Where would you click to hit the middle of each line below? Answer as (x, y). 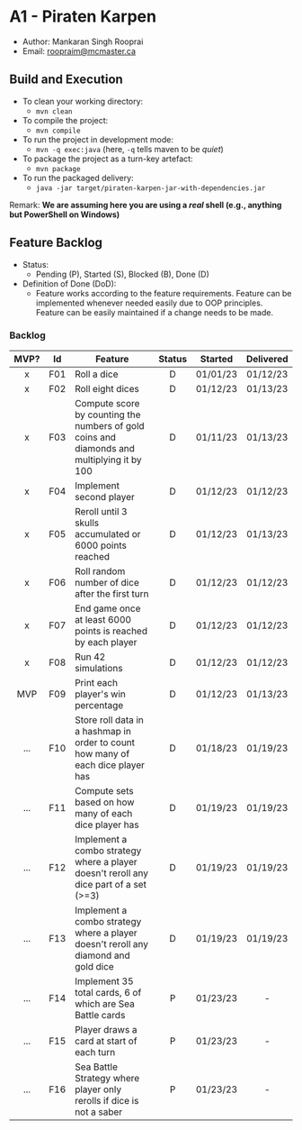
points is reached (111, 631)
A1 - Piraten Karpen (83, 17)
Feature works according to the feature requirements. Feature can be (164, 293)
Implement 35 (104, 981)
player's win (100, 694)
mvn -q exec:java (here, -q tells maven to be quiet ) (130, 149)
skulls (87, 523)
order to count (105, 743)
